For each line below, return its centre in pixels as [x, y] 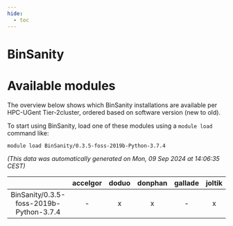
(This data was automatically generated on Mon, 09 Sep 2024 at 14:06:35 [113, 158]
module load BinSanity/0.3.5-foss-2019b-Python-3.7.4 [87, 146]
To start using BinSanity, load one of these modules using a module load [110, 126]
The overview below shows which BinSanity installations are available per [112, 105]
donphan [153, 182]
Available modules [61, 85]
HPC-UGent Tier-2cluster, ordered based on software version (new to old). [114, 112]
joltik [214, 182]
